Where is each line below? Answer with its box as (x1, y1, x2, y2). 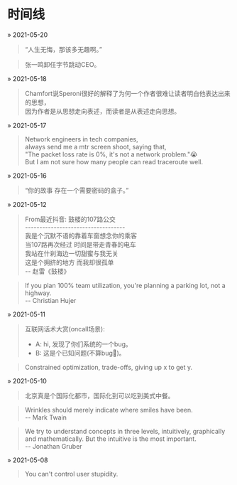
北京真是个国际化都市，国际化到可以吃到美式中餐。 (24, 391, 175, 400)
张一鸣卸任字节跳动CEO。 (24, 60, 101, 68)
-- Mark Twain (24, 413, 67, 422)
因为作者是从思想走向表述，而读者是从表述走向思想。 (24, 107, 181, 115)
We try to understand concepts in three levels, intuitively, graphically (24, 427, 226, 435)
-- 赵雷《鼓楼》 (24, 267, 70, 275)
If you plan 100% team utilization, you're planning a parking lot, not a (24, 281, 226, 289)
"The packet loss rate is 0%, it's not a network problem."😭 (24, 150, 198, 159)
